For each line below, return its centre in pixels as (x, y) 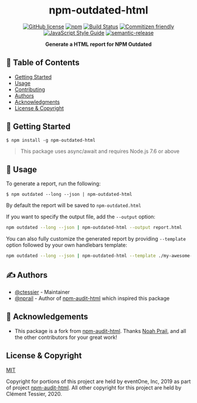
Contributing (30, 89)
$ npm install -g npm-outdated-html (51, 140)
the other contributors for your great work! (66, 337)
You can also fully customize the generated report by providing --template (96, 239)
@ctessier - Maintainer (42, 292)
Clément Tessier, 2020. (34, 394)
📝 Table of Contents (43, 63)
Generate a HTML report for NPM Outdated (98, 44)
